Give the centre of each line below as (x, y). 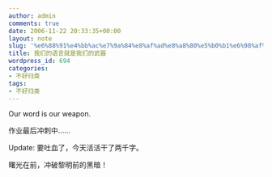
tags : (17, 83)
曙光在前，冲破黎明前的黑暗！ (58, 165)
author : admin (32, 16)
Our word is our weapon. (50, 114)
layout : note (30, 38)
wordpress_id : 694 (39, 61)
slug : (17, 46)
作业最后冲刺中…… (40, 131)
